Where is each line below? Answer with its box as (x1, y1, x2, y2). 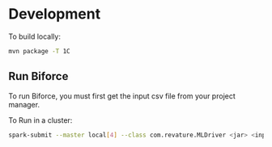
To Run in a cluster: (8, 115, 73, 125)
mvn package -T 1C (8, 47, 70, 55)
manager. (8, 99, 40, 109)
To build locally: (8, 31, 61, 41)
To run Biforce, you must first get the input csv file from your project (8, 90, 236, 101)
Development (8, 5, 101, 23)
